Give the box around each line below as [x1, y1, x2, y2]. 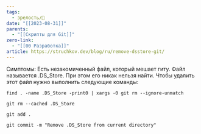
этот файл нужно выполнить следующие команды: [6, 78, 139, 85]
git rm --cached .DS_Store [6, 100, 75, 107]
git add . [6, 111, 32, 118]
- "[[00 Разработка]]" [12, 43, 69, 49]
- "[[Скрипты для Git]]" [12, 32, 75, 38]
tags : [6, 9, 20, 15]
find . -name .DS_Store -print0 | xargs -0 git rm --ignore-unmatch [6, 90, 184, 96]
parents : [6, 26, 29, 32]
